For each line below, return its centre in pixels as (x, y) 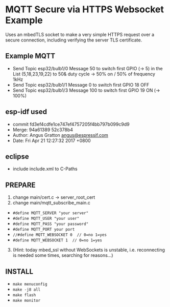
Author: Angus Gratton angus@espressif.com (60, 135)
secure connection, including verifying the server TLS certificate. (74, 40)
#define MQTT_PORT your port (44, 230)
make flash (24, 295)
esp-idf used (26, 112)
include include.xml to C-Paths (45, 169)
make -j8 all (27, 290)
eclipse (17, 157)
